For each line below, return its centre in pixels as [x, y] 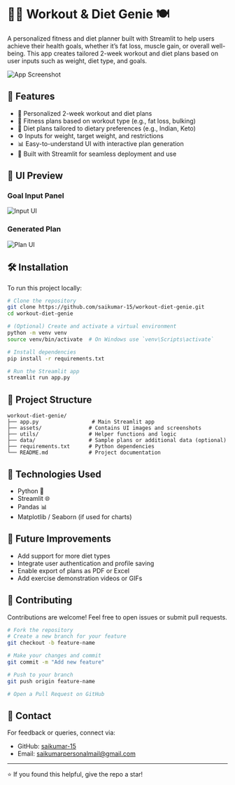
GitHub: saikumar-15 [47, 746]
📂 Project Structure [50, 400]
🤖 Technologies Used [54, 474]
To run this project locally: [45, 288]
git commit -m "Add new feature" [56, 662]
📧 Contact [29, 716]
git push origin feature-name [51, 681]
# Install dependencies [42, 352]
